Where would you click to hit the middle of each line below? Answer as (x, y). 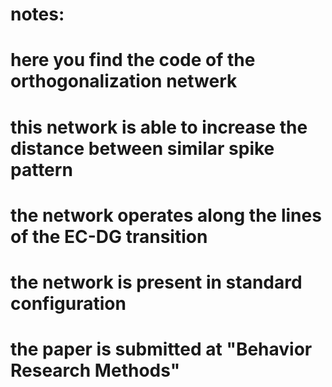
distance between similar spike (142, 148)
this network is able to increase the (159, 127)
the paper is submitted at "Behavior (161, 349)
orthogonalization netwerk (124, 81)
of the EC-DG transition (109, 236)
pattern (41, 169)
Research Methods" (95, 370)
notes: (37, 14)
